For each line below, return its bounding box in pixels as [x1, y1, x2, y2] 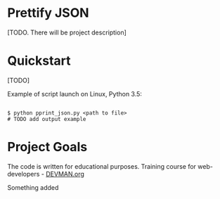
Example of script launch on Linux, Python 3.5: [7, 89, 143, 98]
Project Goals [7, 139, 88, 155]
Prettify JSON [7, 5, 89, 21]
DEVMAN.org [45, 169, 84, 178]
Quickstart [7, 53, 72, 69]
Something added [7, 183, 59, 191]
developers [7, 169, 40, 178]
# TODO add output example [7, 115, 86, 122]
